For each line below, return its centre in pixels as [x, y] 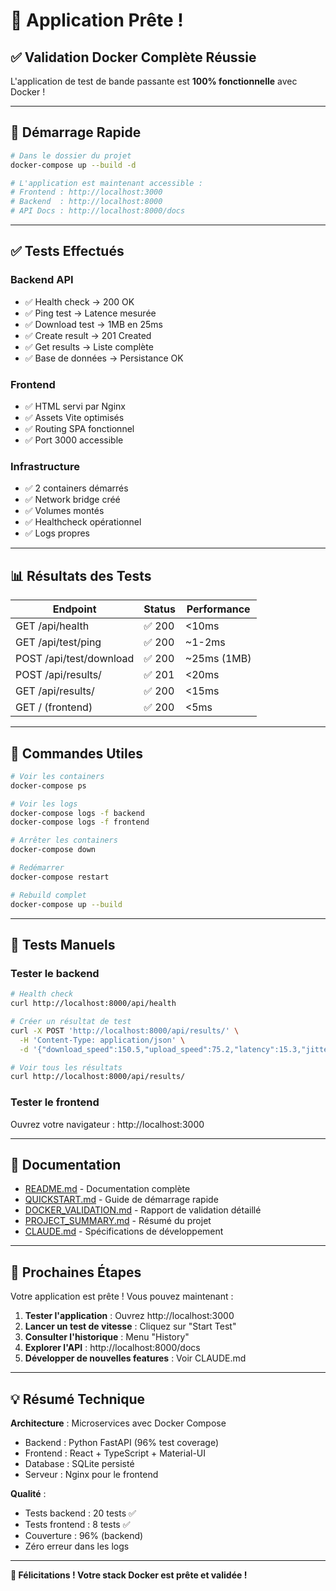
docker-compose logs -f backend [77, 813]
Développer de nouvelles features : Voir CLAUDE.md [135, 1358]
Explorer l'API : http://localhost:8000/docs [112, 1348]
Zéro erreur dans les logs [77, 1546]
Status [159, 609]
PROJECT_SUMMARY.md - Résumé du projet [118, 1221]
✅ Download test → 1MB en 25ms [93, 324]
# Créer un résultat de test [71, 1022]
